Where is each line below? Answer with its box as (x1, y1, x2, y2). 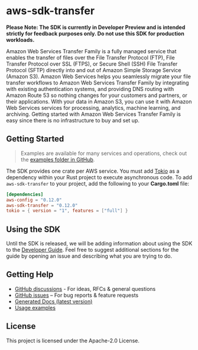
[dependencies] (6, 191, 44, 197)
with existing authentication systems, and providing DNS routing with (6, 85, 174, 92)
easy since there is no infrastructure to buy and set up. (6, 116, 140, 124)
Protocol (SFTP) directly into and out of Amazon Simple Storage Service (6, 66, 181, 73)
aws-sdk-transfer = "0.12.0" (6, 202, 78, 208)
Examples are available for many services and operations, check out (20, 150, 187, 157)
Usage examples (14, 304, 56, 311)
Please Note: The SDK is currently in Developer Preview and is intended (6, 24, 186, 31)
